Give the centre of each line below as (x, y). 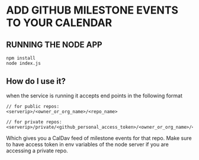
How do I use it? (36, 81)
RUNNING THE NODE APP (54, 45)
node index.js (24, 63)
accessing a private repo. (37, 151)
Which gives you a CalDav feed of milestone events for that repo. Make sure (99, 138)
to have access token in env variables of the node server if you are (87, 144)
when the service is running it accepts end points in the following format (94, 96)
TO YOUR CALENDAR (59, 23)
